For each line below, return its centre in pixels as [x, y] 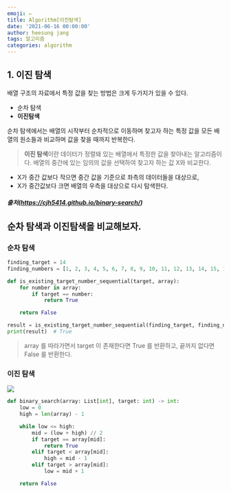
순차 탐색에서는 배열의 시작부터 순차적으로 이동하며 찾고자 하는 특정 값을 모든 [110, 131]
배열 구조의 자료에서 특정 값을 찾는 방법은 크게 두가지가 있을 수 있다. [98, 93]
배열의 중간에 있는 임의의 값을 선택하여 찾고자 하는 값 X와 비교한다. [122, 162]
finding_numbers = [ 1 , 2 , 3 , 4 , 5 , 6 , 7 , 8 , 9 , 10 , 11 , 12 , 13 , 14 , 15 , [113, 269]
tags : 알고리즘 [26, 39]
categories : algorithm [40, 45]
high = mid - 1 [66, 459]
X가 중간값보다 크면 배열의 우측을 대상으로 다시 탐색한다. [92, 186]
